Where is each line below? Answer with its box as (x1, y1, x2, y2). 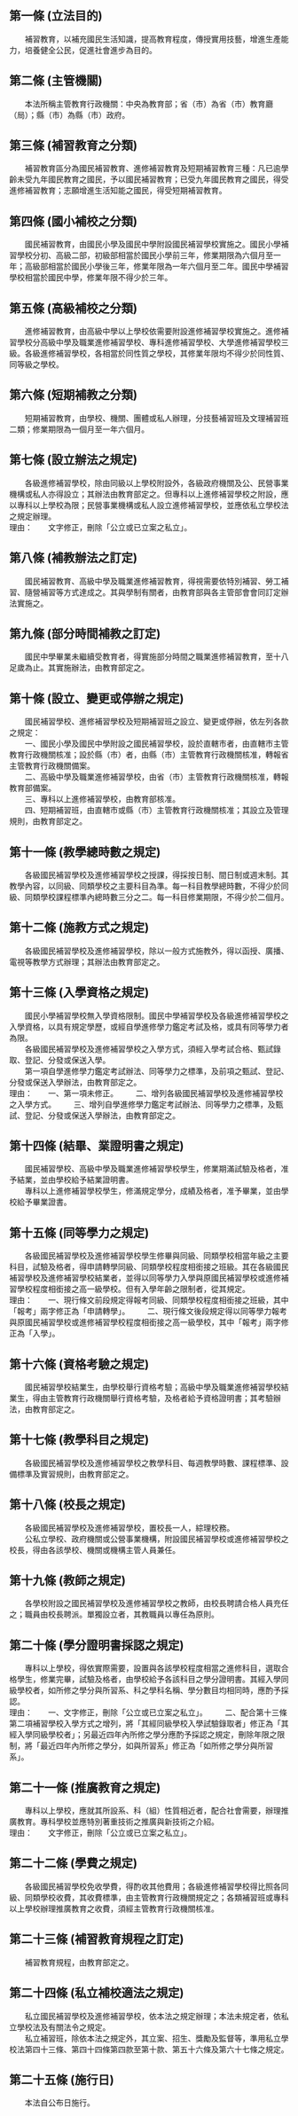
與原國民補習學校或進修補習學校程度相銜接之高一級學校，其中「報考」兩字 (9, 1317, 281, 1328)
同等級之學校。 (9, 359, 64, 370)
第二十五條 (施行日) (9, 2072, 114, 2087)
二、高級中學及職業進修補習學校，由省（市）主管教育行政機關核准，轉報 (24, 772, 289, 782)
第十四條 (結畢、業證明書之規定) (9, 1138, 184, 1153)
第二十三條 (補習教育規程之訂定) (9, 1932, 184, 1947)
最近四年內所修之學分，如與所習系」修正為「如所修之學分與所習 (39, 1741, 273, 1752)
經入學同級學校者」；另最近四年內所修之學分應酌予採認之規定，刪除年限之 (9, 1729, 278, 1740)
